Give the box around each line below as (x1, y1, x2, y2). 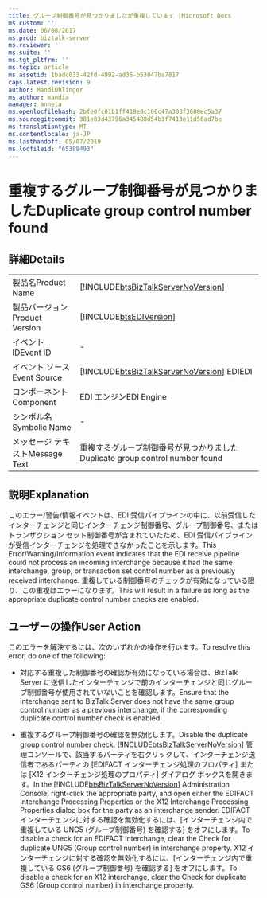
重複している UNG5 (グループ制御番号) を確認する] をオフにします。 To (19, 825, 250, 834)
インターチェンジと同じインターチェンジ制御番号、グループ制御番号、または (8, 521, 259, 530)
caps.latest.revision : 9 (8, 78, 91, 86)
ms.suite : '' (8, 49, 52, 57)
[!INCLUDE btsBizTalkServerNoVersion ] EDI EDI (79, 366, 253, 377)
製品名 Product (12, 277, 66, 288)
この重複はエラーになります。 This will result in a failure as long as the (21, 586, 250, 595)
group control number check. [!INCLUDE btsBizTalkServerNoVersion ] (19, 740, 245, 749)
